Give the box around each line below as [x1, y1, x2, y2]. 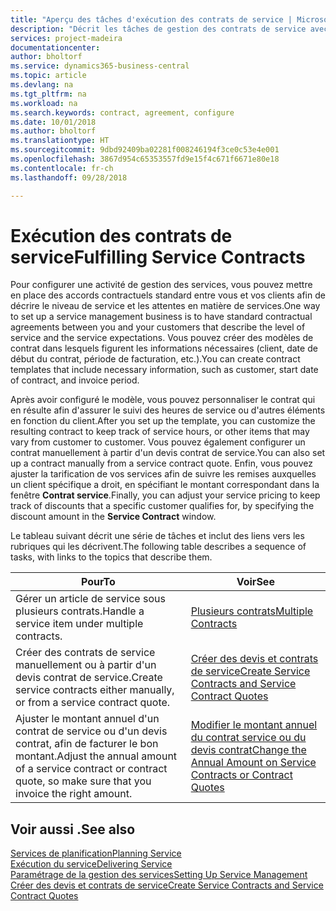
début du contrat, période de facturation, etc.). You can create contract [10, 353, 301, 365]
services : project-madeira [10, 33, 123, 43]
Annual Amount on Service [190, 756, 317, 770]
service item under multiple [15, 617, 144, 631]
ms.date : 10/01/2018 [10, 117, 97, 127]
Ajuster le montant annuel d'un [15, 712, 160, 726]
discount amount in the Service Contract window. [10, 511, 217, 523]
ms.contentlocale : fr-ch [10, 163, 114, 173]
